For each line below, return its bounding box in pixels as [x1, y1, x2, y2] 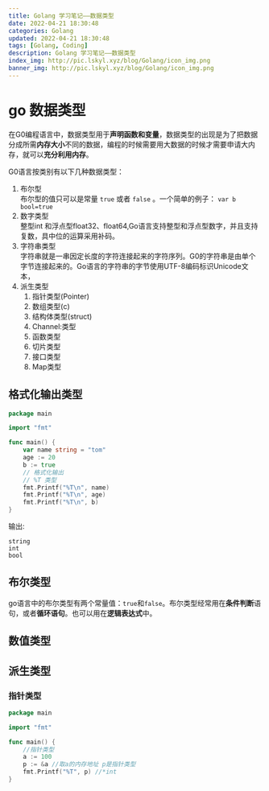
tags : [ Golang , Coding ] [8, 42, 89, 50]
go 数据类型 [8, 101, 86, 119]
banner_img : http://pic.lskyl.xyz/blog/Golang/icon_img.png [8, 64, 215, 72]
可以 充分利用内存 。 [29, 150, 93, 159]
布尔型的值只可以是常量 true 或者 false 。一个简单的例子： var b [19, 194, 236, 204]
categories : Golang [8, 27, 74, 35]
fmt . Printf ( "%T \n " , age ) [23, 491, 106, 499]
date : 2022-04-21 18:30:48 [8, 19, 99, 27]
